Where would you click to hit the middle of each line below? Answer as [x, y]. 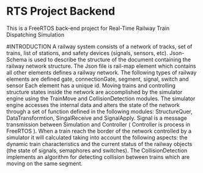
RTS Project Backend [61, 11]
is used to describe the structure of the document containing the [110, 59]
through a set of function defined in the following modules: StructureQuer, [99, 111]
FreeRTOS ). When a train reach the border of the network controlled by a [99, 131]
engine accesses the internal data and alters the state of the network [93, 105]
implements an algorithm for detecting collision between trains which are [98, 156]
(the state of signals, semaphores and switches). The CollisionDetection [97, 150]
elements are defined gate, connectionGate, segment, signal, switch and [98, 79]
